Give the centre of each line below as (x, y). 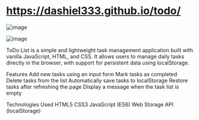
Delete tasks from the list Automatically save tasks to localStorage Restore (97, 80)
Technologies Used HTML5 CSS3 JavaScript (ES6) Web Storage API (90, 104)
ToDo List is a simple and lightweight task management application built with (99, 50)
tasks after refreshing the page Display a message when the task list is (93, 86)
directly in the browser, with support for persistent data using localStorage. (98, 63)
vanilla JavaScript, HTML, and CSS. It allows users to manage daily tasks (95, 56)
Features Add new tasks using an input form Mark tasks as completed (91, 74)
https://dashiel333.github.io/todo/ (94, 11)
